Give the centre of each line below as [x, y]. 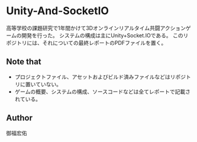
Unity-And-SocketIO [58, 11]
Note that [24, 62]
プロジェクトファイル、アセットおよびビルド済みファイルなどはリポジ [100, 77]
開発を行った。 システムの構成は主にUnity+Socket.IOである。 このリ [105, 35]
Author [19, 118]
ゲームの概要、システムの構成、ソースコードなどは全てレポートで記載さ [103, 91]
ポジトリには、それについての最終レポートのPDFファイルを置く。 [86, 43]
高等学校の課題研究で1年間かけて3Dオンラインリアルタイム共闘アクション [96, 28]
